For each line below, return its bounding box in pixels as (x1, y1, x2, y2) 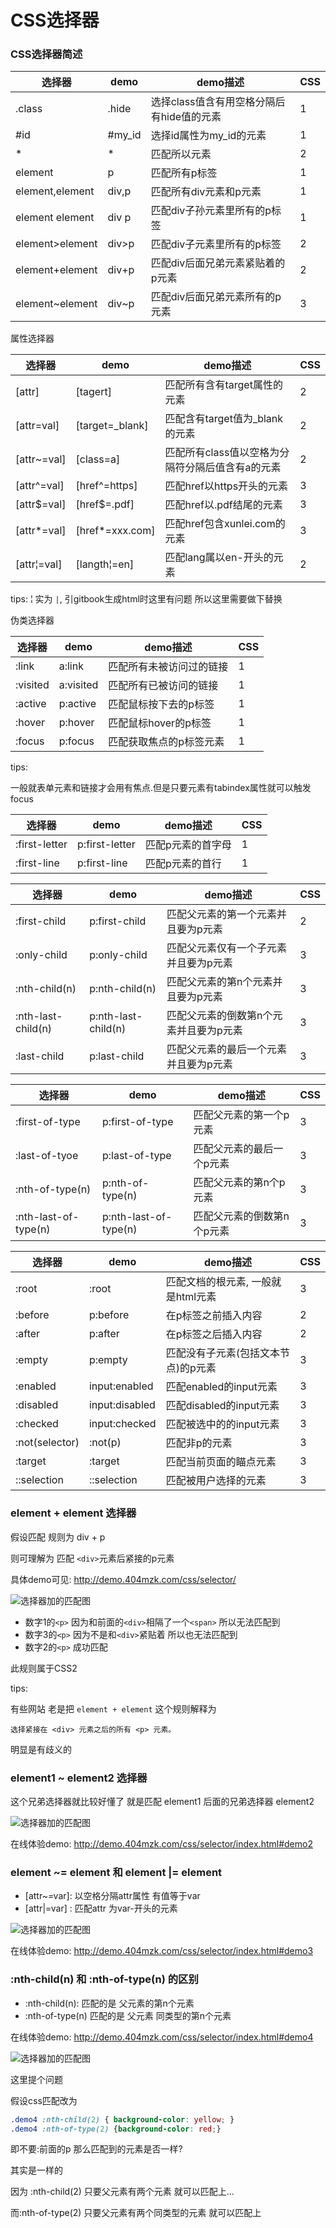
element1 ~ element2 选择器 (10, 1771, 148, 1785)
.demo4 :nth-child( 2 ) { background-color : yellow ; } (10, 2114, 235, 2125)
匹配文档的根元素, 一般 (165, 1275, 272, 1289)
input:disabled (88, 1398, 156, 1412)
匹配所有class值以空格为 (164, 446, 280, 460)
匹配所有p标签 (150, 166, 218, 180)
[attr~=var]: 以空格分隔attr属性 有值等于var (24, 1890, 201, 1902)
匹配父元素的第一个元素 (166, 907, 278, 921)
